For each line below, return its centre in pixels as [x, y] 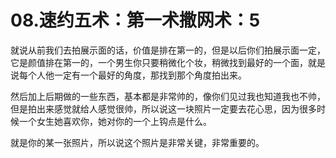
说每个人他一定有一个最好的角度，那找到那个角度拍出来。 [128, 75]
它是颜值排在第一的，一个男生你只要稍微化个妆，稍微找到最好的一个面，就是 [168, 62]
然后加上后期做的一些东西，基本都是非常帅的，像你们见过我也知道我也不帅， [168, 96]
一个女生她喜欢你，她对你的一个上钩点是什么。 [115, 121]
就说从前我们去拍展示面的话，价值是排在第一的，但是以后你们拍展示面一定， [168, 50]
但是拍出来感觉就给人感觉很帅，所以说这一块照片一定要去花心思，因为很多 [163, 108]
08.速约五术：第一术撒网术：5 [135, 20]
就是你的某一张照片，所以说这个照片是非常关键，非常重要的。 [137, 142]
